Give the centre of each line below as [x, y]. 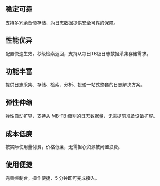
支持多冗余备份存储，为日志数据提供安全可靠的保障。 [62, 23]
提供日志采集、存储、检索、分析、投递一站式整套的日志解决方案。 [75, 85]
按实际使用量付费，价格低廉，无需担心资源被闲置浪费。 [64, 147]
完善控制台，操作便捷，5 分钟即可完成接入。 [52, 178]
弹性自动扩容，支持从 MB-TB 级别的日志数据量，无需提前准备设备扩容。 [82, 116]
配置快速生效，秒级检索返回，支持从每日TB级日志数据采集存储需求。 [78, 53]
